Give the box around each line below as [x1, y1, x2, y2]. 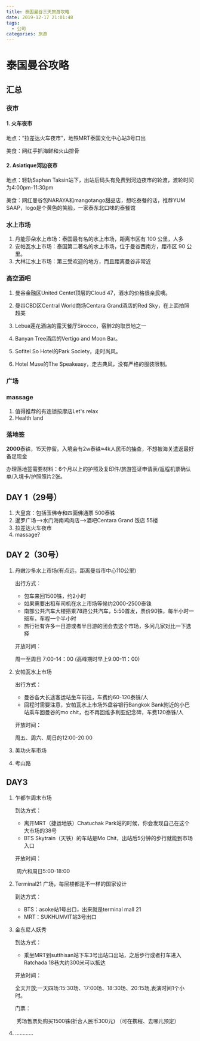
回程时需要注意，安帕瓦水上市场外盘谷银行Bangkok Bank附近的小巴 [23, 701, 190, 708]
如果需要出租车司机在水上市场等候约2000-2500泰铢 [23, 600, 152, 607]
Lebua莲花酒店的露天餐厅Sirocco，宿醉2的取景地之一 [14, 322, 147, 329]
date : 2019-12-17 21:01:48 [6, 14, 73, 20]
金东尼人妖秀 [14, 926, 47, 933]
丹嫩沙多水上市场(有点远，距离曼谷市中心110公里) [14, 567, 137, 574]
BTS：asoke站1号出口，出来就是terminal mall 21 [23, 905, 141, 913]
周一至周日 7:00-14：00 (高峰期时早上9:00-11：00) [14, 655, 140, 663]
